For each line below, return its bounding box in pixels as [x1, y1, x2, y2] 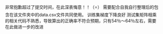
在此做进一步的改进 [5, 24, 44, 30]
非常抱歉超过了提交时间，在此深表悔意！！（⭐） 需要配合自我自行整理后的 [5, 4, 154, 10]
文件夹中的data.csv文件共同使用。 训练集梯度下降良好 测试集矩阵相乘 [18, 12, 157, 17]
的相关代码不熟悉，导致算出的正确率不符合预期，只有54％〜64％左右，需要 [5, 18, 157, 23]
